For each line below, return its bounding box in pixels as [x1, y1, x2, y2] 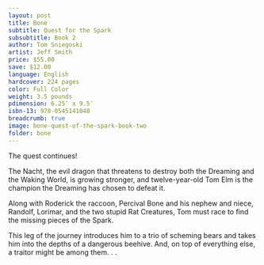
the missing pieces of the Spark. [8, 215, 114, 225]
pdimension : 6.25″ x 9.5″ [8, 100, 94, 108]
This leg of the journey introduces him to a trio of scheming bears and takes [8, 230, 256, 240]
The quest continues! [8, 151, 78, 161]
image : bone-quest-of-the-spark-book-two [8, 122, 147, 130]
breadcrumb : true [8, 115, 66, 123]
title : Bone [8, 19, 48, 27]
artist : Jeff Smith [8, 48, 73, 56]
